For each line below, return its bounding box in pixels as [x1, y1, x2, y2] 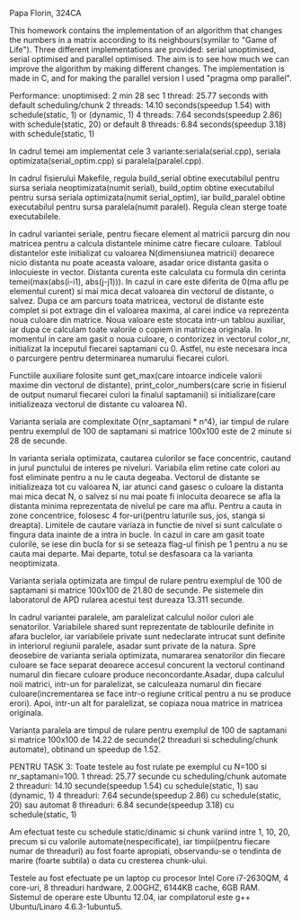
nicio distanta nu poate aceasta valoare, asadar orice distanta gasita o [9, 257, 270, 268]
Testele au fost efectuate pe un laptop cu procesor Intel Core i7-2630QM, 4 [9, 872, 289, 883]
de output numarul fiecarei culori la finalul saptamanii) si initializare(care [9, 389, 276, 399]
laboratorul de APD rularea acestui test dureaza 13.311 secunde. [9, 594, 245, 605]
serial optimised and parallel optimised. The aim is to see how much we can [9, 54, 289, 64]
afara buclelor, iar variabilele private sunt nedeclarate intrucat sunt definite [9, 631, 286, 641]
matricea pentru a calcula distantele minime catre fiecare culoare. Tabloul [9, 238, 281, 248]
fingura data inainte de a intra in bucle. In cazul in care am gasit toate [9, 530, 265, 540]
